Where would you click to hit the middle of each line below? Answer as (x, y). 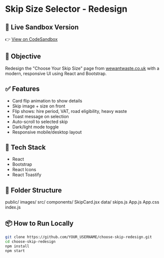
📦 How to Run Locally (39, 223)
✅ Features (23, 89)
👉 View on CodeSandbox (31, 39)
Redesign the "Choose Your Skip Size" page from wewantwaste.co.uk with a (82, 68)
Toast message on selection (41, 116)
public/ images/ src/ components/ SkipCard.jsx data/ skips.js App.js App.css (82, 202)
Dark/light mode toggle (35, 127)
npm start (15, 251)
